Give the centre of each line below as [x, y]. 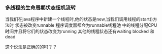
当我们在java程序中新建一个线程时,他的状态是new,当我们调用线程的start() [79, 19]
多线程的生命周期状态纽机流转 [41, 7]
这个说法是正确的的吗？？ [31, 47]
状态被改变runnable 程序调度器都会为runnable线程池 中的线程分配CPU [86, 25]
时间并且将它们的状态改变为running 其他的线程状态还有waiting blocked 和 [80, 31]
